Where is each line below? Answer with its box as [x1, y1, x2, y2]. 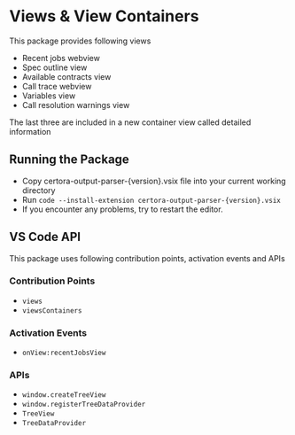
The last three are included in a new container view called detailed [9, 117, 252, 128]
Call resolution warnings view [21, 99, 130, 110]
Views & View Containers [9, 6, 199, 27]
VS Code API [9, 229, 82, 245]
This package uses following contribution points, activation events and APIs [9, 252, 285, 263]
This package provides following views [9, 35, 151, 46]
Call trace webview [21, 81, 92, 91]
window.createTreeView [21, 391, 106, 400]
